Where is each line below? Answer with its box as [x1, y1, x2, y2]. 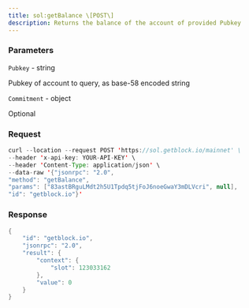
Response [8, 209, 47, 220]
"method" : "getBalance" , [8, 175, 90, 184]
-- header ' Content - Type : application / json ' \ [8, 161, 160, 169]
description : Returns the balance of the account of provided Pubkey [8, 19, 242, 27]
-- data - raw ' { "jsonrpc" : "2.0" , [8, 168, 114, 176]
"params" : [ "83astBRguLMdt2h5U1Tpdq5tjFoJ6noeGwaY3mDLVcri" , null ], [8, 183, 238, 191]
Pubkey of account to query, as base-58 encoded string [8, 78, 191, 88]
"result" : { [22, 250, 61, 257]
